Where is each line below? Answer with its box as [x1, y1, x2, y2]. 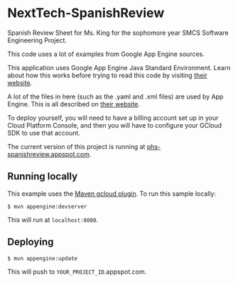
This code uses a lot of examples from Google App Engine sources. [7, 50, 205, 58]
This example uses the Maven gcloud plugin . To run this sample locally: [7, 189, 217, 198]
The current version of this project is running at [7, 142, 146, 150]
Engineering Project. [7, 35, 67, 44]
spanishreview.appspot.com [7, 150, 90, 158]
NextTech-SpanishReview [7, 5, 165, 21]
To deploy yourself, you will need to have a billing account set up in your [7, 113, 219, 122]
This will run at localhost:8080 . [7, 215, 99, 224]
